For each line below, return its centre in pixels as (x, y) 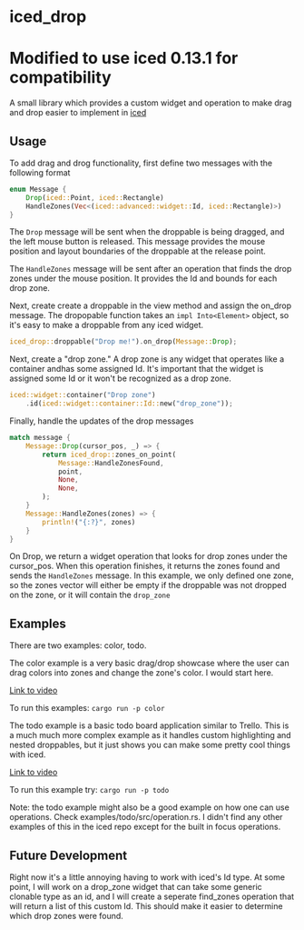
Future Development (69, 855)
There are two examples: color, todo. (78, 645)
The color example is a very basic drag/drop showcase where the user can (149, 663)
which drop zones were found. (67, 916)
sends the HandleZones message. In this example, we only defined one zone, (152, 575)
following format (40, 172)
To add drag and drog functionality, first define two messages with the (141, 163)
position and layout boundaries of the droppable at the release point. (137, 251)
